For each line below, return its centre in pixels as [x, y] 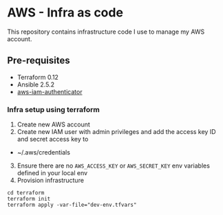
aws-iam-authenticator [50, 91]
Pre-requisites [39, 61]
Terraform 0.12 [38, 77]
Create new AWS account [54, 124]
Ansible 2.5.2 [36, 84]
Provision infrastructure [51, 181]
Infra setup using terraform [53, 109]
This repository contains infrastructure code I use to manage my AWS [106, 32]
